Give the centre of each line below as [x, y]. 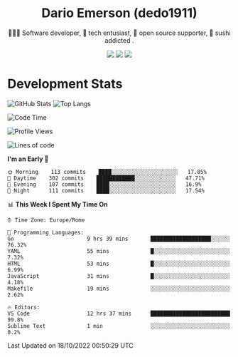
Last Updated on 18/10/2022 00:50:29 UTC [70, 345]
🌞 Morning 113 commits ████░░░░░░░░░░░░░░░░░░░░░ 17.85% [107, 172]
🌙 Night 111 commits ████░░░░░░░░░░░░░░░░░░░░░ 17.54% [106, 190]
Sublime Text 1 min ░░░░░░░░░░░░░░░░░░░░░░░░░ [119, 326]
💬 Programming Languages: [45, 232]
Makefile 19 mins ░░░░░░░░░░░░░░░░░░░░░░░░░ [119, 289]
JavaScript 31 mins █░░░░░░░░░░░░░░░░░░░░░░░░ [119, 276]
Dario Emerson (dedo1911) [119, 13]
